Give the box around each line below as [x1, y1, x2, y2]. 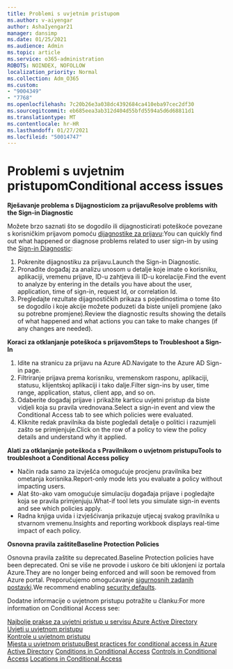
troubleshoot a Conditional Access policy [7, 454, 129, 462]
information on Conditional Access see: [7, 604, 120, 613]
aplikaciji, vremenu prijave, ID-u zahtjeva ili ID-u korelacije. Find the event [17, 272, 226, 281]
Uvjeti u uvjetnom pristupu [7, 625, 83, 633]
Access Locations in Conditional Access [7, 654, 122, 663]
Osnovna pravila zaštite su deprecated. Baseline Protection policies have [7, 553, 214, 562]
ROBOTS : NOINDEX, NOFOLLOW [7, 62, 86, 69]
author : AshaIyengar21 [7, 23, 73, 30]
